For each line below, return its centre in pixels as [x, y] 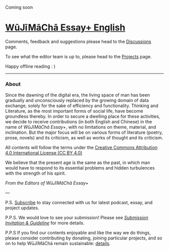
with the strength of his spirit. [36, 174]
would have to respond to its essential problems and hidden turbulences [80, 168]
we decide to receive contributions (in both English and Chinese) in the [79, 122]
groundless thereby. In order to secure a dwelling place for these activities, [83, 116]
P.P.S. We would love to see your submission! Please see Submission [77, 218]
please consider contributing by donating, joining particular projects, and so [84, 238]
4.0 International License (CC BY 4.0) [44, 153]
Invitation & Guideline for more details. [45, 223]
